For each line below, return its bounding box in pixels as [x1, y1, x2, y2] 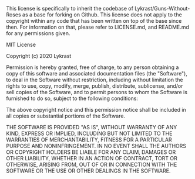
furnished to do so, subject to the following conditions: [6, 95, 138, 102]
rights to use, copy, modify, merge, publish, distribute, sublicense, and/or [6, 82, 183, 89]
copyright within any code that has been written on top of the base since [6, 18, 182, 24]
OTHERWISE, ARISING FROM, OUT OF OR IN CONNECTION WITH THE [6, 161, 177, 168]
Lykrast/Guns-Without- [135, 5, 190, 12]
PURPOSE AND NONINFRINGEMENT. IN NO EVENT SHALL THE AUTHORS [6, 143, 187, 149]
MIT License [6, 41, 36, 48]
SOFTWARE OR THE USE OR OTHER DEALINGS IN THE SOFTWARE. [6, 167, 171, 174]
